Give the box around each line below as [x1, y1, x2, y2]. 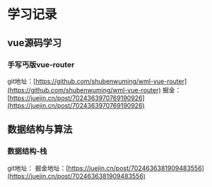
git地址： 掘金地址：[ [7, 164, 69, 172]
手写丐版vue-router [7, 59, 75, 69]
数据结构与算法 [7, 123, 73, 135]
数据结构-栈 [7, 146, 47, 156]
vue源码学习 [7, 37, 62, 49]
